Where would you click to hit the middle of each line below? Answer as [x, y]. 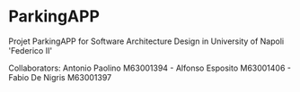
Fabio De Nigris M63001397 [60, 77]
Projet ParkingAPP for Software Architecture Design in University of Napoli [146, 41]
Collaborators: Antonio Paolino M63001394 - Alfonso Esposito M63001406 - [150, 68]
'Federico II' [31, 50]
